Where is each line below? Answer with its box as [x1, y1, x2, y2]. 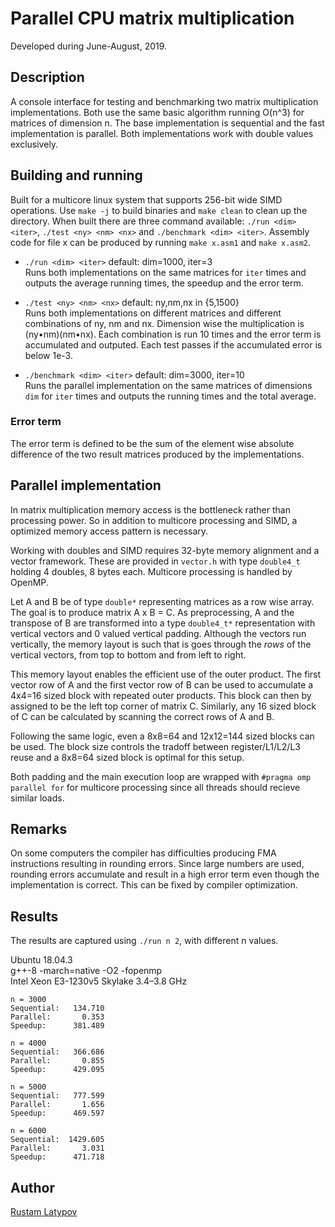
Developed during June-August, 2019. [10, 40, 168, 52]
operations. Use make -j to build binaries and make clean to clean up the [10, 204, 308, 216]
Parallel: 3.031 [10, 1143, 105, 1154]
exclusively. [10, 138, 59, 150]
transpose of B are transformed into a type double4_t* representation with [10, 617, 316, 629]
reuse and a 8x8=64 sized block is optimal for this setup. [10, 751, 245, 763]
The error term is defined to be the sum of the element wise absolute [10, 437, 295, 449]
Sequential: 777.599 [10, 1091, 105, 1101]
